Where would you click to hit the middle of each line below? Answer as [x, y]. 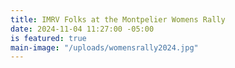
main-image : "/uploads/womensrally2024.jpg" [104, 47]
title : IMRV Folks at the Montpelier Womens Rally [118, 19]
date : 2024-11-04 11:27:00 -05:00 [82, 29]
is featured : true [48, 38]
